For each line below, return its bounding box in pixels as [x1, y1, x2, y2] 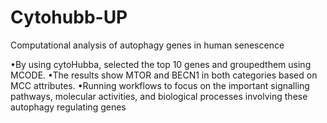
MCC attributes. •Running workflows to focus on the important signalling [10, 79, 310, 91]
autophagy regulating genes [10, 101, 127, 113]
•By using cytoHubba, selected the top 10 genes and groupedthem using [10, 58, 312, 70]
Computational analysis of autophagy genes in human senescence [10, 39, 285, 51]
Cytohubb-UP [10, 6, 128, 29]
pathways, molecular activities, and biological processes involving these [10, 90, 308, 102]
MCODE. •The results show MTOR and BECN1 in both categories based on [10, 69, 318, 81]
